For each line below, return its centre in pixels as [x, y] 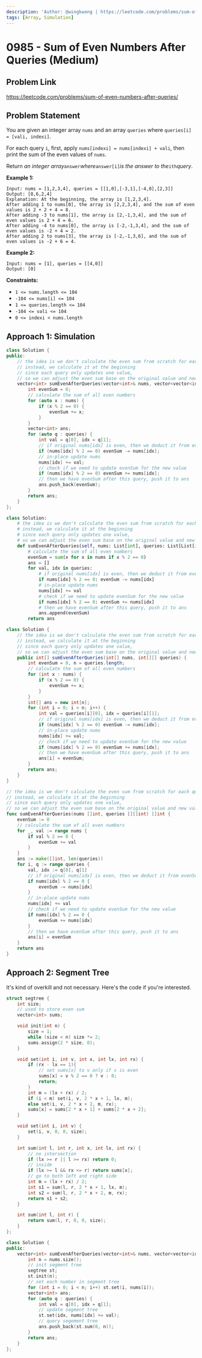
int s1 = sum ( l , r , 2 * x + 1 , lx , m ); [78, 1187]
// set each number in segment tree [74, 1282]
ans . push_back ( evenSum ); [69, 485]
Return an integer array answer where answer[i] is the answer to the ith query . [99, 166]
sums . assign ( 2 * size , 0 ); [62, 1042]
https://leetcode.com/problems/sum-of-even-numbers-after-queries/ [92, 96]
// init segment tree [55, 1265]
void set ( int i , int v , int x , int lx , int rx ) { [81, 1059]
